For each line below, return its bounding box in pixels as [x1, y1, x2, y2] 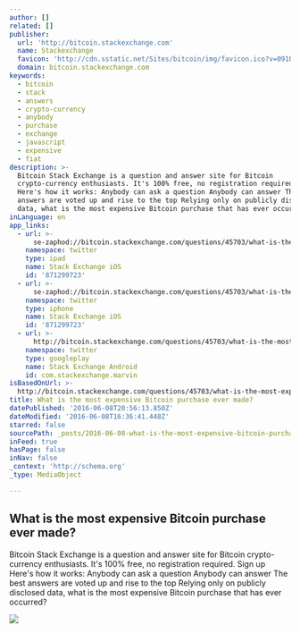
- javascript [17, 138, 66, 147]
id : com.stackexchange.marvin [25, 370, 138, 380]
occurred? [9, 596, 47, 607]
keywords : [9, 72, 46, 80]
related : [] [9, 21, 54, 30]
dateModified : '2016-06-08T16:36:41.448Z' [9, 412, 170, 421]
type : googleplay [25, 354, 90, 363]
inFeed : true [9, 437, 58, 446]
